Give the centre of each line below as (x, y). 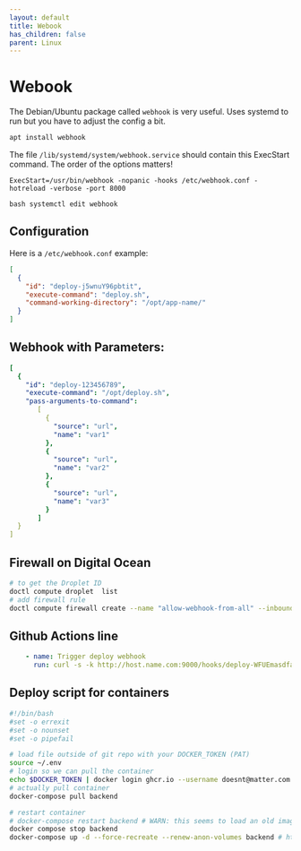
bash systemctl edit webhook (64, 204)
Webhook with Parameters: (87, 347)
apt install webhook (48, 138)
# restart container (48, 812)
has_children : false (48, 34)
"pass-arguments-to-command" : (82, 401)
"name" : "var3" (82, 501)
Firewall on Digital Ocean (80, 562)
